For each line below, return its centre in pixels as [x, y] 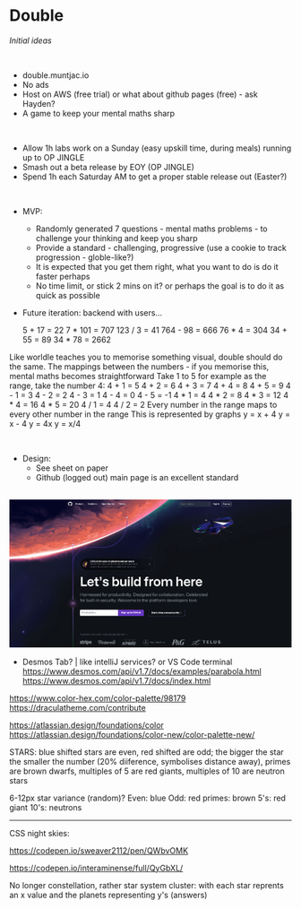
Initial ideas [30, 40]
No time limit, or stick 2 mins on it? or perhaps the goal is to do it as [160, 286]
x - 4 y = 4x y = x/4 [45, 423]
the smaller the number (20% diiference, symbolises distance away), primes [150, 761]
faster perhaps [63, 276]
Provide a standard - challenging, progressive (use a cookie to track [161, 247]
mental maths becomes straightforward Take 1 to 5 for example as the [138, 376]
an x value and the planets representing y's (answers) [108, 895]
